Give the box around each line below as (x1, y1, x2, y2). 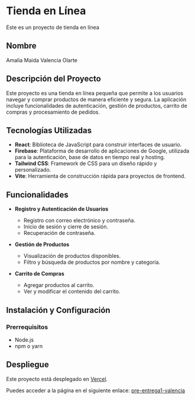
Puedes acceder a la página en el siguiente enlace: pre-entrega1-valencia (6, 386, 185, 394)
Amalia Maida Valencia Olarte (6, 56, 78, 63)
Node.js (14, 336, 34, 343)
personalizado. (14, 166, 51, 173)
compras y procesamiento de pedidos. (6, 108, 100, 115)
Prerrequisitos (6, 322, 48, 331)
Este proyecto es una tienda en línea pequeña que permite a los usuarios (6, 89, 184, 96)
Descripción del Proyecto (6, 74, 102, 84)
